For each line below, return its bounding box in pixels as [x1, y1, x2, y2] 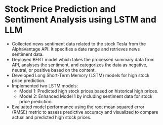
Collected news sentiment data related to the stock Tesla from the [11, 41, 146, 46]
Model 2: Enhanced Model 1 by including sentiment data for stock [19, 93, 153, 99]
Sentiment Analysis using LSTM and [4, 14, 157, 25]
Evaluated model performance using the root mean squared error [11, 104, 145, 110]
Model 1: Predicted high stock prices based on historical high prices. [19, 88, 159, 94]
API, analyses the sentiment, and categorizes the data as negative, [11, 62, 148, 68]
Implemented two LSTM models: [11, 83, 78, 88]
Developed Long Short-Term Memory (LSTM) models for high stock [11, 72, 150, 78]
